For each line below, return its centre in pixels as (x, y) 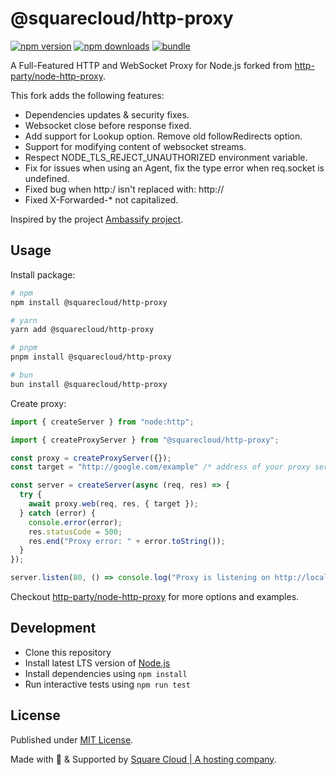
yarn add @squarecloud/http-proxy (82, 330)
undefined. (47, 178)
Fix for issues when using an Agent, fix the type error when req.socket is (174, 168)
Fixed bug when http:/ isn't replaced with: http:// (124, 189)
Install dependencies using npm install (106, 673)
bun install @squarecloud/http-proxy (89, 384)
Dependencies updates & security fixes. (107, 114)
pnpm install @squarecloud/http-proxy (91, 357)
